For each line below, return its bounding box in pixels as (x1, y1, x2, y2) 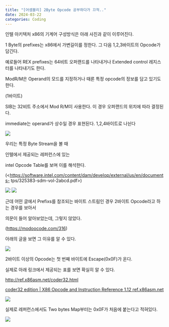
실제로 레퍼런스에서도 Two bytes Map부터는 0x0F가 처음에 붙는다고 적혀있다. (5, 306, 158, 312)
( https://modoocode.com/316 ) (5, 225, 68, 232)
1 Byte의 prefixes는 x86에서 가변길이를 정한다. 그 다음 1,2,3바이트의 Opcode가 (5, 42, 161, 48)
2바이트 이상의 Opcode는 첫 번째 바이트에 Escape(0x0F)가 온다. (5, 256, 132, 262)
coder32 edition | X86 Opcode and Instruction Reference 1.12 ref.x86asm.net (5, 287, 164, 293)
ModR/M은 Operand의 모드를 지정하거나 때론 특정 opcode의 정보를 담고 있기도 (5, 76, 161, 82)
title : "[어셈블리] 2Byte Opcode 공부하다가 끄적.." (5, 7, 107, 13)
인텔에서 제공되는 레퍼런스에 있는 (5, 152, 70, 158)
